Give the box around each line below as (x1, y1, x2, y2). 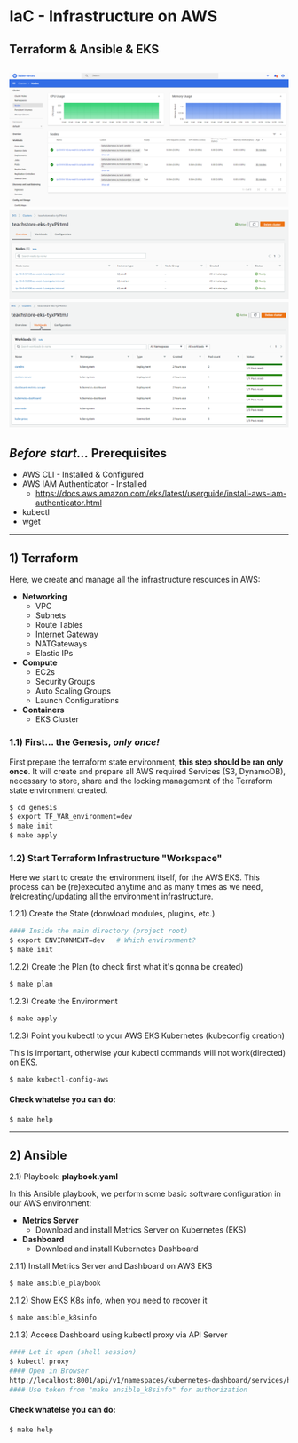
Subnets (35, 610, 67, 621)
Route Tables (35, 620, 84, 630)
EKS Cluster (35, 714, 80, 725)
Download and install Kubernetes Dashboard (35, 1243, 199, 1254)
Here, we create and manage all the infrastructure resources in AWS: (9, 575, 261, 585)
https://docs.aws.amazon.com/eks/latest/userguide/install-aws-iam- (35, 488, 287, 499)
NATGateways (35, 638, 88, 649)
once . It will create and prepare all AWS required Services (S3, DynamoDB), (9, 765, 286, 776)
